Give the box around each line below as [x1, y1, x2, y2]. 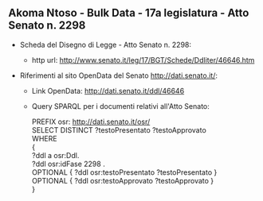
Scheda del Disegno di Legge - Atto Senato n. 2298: [19, 40, 192, 49]
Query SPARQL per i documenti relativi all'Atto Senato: [31, 101, 210, 110]
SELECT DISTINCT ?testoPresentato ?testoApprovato [31, 125, 207, 134]
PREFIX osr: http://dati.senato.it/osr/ [31, 117, 151, 126]
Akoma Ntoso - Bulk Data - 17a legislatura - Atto [8, 6, 249, 20]
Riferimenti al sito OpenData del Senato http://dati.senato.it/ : [19, 71, 218, 80]
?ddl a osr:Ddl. [31, 150, 80, 160]
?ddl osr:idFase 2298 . [31, 159, 105, 168]
